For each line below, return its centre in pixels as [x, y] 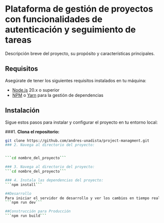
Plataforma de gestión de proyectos [79, 9]
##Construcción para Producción [38, 211]
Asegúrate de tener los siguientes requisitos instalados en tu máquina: [76, 80]
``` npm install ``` [24, 185]
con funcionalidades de [54, 19]
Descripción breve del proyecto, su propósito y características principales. [80, 53]
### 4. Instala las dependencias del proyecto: [54, 180]
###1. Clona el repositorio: [32, 131]
